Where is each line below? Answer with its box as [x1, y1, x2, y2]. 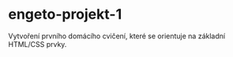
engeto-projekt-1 [8, 5, 122, 23]
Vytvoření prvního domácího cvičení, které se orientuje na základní [8, 31, 226, 41]
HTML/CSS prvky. [8, 39, 67, 48]
